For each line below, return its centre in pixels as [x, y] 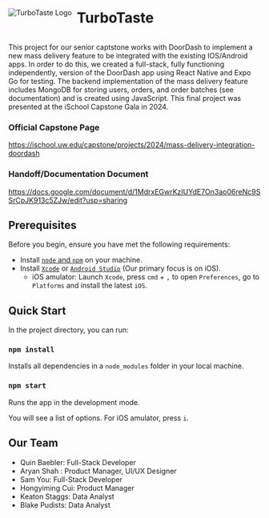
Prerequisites [42, 225]
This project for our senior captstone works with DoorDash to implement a [131, 47]
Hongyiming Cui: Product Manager [77, 488]
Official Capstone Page [54, 127]
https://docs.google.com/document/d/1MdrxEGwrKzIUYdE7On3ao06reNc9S [134, 191]
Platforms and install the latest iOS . [90, 286]
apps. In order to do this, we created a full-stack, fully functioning [116, 64]
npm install [32, 350]
